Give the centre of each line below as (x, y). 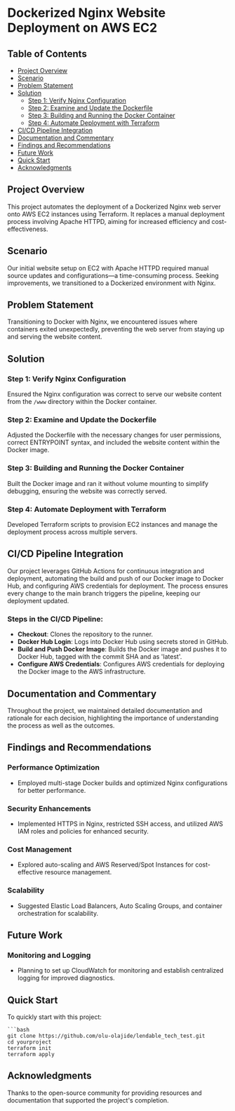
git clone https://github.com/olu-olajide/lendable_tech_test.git (106, 1036)
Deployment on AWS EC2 (82, 28)
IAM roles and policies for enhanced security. (83, 831)
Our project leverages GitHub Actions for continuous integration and (106, 571)
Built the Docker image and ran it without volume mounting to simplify (108, 483)
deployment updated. (38, 600)
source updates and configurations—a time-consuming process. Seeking (113, 275)
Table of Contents (47, 54)
